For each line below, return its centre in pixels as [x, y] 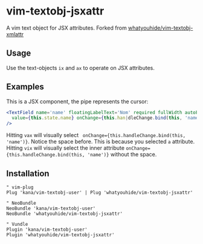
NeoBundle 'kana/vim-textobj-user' [51, 208]
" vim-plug [20, 187]
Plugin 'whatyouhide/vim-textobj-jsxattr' [60, 235]
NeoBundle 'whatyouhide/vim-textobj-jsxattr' [64, 214]
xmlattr [15, 34]
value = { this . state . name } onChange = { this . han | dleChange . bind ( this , [97, 118]
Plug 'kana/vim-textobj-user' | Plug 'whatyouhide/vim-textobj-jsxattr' [100, 193]
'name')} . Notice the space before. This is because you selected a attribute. [101, 142]
